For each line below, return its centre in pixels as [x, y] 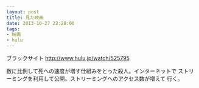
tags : [13, 29]
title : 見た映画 [25, 18]
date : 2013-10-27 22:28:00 [40, 23]
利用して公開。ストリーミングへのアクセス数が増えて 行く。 [108, 79]
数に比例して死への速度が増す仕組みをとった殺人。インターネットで [92, 71]
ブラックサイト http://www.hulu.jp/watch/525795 [68, 58]
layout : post [23, 12]
